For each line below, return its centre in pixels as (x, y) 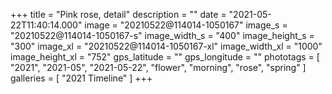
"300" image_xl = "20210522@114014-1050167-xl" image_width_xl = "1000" (166, 46)
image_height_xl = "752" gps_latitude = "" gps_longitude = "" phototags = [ (165, 57)
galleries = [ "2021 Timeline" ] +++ (81, 78)
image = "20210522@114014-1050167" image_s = (186, 25)
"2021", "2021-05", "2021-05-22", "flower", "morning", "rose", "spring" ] (158, 67)
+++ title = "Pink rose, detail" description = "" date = (118, 14)
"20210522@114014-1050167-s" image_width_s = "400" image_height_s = (162, 35)
